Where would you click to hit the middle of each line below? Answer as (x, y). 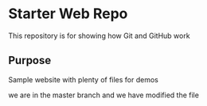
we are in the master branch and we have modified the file (103, 95)
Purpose (30, 61)
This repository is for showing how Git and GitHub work (99, 36)
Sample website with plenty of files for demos (84, 79)
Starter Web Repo (68, 14)
